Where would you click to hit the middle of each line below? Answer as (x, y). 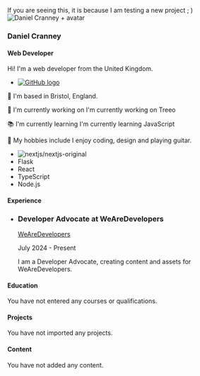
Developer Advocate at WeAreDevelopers (90, 219)
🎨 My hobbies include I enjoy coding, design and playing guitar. (100, 140)
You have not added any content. (55, 365)
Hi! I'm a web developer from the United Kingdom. (80, 69)
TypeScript (34, 177)
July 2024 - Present (47, 248)
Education (23, 285)
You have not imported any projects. (60, 333)
